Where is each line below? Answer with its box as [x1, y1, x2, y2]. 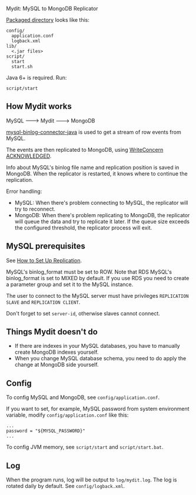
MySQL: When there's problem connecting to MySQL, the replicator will [14, 199, 188, 206]
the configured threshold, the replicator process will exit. [14, 224, 152, 231]
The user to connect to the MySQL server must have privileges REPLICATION [6, 292, 189, 299]
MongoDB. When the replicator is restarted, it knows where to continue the [6, 170, 188, 177]
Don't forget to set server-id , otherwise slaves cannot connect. [6, 310, 161, 317]
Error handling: [6, 188, 42, 195]
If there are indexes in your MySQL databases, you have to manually [14, 343, 181, 350]
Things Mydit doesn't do [6, 327, 98, 337]
